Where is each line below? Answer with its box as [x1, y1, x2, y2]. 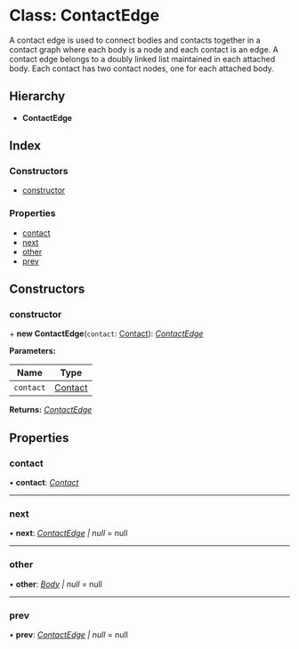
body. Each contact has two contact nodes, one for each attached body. [9, 63, 274, 74]
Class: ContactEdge [9, 5, 160, 26]
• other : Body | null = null [9, 579, 102, 589]
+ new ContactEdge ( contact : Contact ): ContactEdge [9, 328, 204, 339]
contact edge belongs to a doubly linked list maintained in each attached [9, 53, 276, 64]
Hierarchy [9, 89, 66, 104]
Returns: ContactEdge [9, 405, 93, 415]
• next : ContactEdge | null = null [9, 528, 128, 539]
